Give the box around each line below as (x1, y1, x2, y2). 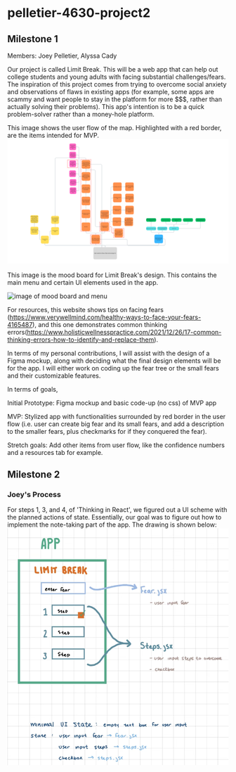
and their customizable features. (7, 371, 101, 380)
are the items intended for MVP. (7, 131, 100, 139)
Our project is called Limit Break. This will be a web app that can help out (7, 65, 218, 73)
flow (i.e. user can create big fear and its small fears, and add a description (7, 420, 225, 428)
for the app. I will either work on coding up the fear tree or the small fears (7, 364, 219, 372)
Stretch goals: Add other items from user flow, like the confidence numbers (7, 441, 225, 449)
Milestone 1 (7, 33, 58, 45)
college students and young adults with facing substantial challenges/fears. (7, 72, 226, 81)
